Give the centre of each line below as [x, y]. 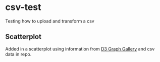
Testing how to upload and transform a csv [50, 21]
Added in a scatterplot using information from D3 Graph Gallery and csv [80, 48]
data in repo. [18, 54]
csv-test [23, 7]
